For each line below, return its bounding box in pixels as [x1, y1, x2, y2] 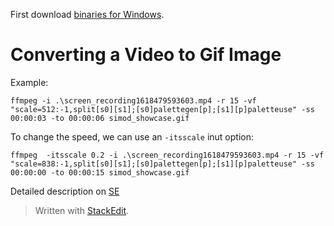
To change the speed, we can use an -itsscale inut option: [10, 130, 254, 143]
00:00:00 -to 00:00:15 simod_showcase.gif [10, 167, 190, 178]
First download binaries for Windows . [10, 9, 165, 20]
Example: [10, 76, 49, 88]
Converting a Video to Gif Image [10, 44, 282, 66]
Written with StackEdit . [34, 204, 130, 216]
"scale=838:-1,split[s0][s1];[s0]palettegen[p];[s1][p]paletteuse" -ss [10, 159, 315, 169]
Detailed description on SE [10, 185, 120, 197]
